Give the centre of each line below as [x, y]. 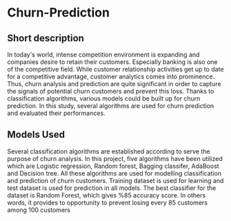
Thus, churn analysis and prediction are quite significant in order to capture [114, 84]
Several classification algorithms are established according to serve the [109, 151]
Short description [46, 38]
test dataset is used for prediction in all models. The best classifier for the [112, 188]
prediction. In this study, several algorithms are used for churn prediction [111, 106]
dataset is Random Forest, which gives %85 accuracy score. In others [107, 195]
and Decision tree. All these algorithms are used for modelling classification [114, 173]
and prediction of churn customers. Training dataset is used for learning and [115, 180]
